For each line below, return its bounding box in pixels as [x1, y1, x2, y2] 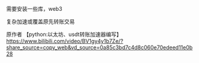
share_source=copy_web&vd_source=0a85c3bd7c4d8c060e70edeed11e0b [6, 44, 193, 51]
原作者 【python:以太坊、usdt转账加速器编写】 [6, 31, 122, 38]
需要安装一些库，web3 [6, 5, 63, 12]
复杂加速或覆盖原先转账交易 [6, 18, 75, 25]
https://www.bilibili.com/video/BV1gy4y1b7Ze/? [6, 38, 123, 44]
